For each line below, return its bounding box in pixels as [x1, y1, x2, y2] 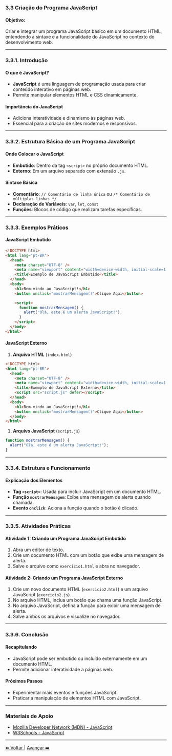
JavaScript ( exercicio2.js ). [12, 592, 72, 598]
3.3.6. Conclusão [5, 631, 49, 638]
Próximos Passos [5, 678, 43, 684]
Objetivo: [5, 17, 26, 23]
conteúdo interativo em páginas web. [12, 86, 91, 92]
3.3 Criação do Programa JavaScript [5, 4, 98, 11]
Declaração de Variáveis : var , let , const [12, 201, 99, 207]
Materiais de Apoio [5, 712, 54, 720]
